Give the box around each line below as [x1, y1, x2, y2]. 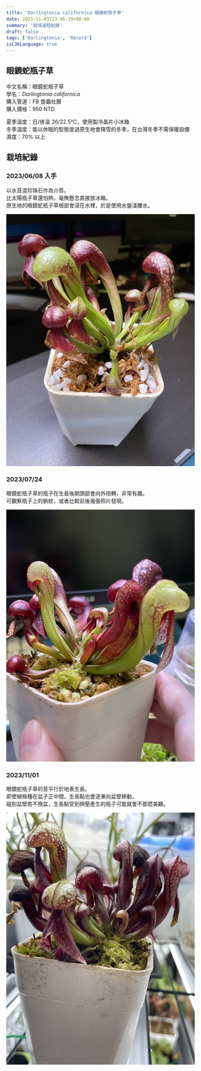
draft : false [6, 29, 39, 35]
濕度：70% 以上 [6, 133, 46, 140]
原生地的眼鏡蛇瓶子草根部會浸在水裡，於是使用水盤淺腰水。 [6, 202, 153, 209]
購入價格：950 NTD [6, 105, 55, 112]
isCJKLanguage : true [6, 41, 58, 47]
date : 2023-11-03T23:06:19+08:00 [6, 16, 90, 22]
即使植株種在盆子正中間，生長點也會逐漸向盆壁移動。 [6, 793, 138, 800]
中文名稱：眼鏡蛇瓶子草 [6, 83, 64, 90]
